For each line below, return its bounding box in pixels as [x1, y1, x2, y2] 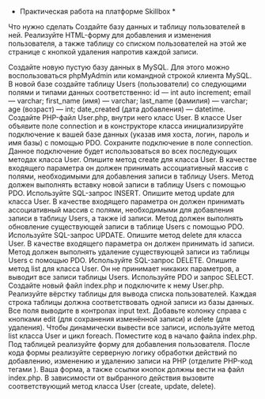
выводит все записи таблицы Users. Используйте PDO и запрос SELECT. [8, 273, 255, 281]
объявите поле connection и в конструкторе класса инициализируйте [8, 122, 244, 130]
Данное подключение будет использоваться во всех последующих [8, 146, 237, 156]
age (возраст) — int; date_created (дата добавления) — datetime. [8, 104, 225, 114]
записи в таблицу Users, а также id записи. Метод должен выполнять [8, 213, 244, 223]
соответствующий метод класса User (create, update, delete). [8, 382, 216, 390]
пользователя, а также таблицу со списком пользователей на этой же [8, 39, 247, 48]
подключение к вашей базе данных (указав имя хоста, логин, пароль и [8, 130, 249, 139]
